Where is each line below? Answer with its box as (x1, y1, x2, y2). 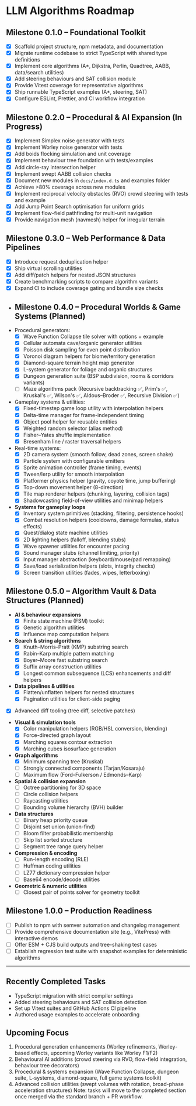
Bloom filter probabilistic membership (23, 830, 114, 837)
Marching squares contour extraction (23, 738, 113, 745)
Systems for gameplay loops (14, 504, 86, 511)
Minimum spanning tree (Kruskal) (23, 757, 104, 765)
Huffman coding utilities (23, 862, 81, 869)
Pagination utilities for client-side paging (23, 695, 121, 702)
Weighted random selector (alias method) (23, 425, 124, 432)
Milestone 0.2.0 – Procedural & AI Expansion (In (6, 112, 183, 122)
